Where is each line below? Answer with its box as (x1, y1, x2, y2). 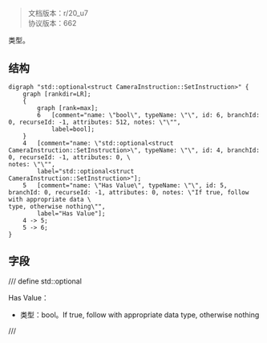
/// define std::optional (8, 276, 83, 286)
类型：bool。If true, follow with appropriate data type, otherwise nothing (19, 309, 260, 320)
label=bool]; (51, 125, 95, 133)
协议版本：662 (27, 18, 77, 28)
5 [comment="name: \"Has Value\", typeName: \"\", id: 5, (22, 182, 228, 190)
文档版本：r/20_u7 (27, 8, 88, 18)
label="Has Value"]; (37, 210, 106, 218)
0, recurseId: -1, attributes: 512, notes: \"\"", (8, 118, 181, 126)
